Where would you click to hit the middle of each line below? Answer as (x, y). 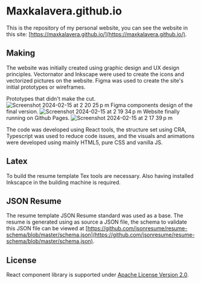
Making (21, 53)
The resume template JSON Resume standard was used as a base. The (95, 216)
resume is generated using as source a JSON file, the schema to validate (97, 222)
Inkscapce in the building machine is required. (63, 182)
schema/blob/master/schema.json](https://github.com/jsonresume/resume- (101, 235)
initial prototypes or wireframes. (46, 87)
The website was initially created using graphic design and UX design (93, 68)
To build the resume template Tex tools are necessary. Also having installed (100, 175)
